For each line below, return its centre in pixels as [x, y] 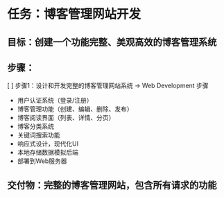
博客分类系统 [35, 126]
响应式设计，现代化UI [48, 144]
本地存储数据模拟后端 [48, 153]
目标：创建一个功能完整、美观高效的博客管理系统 [112, 42]
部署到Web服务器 [42, 161]
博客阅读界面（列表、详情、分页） [66, 118]
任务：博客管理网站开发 [74, 14]
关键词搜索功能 [38, 135]
